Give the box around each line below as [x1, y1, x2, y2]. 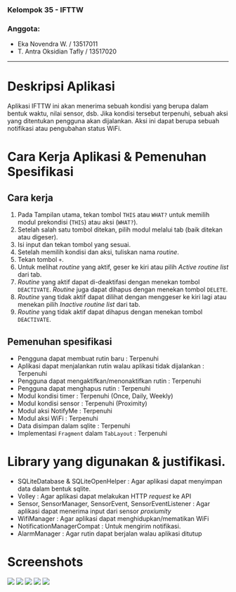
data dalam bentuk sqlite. [17, 484, 91, 493]
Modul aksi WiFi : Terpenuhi [17, 414, 98, 422]
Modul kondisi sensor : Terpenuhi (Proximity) [17, 399, 147, 408]
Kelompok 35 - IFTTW [7, 5, 84, 15]
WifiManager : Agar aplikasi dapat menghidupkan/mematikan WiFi [17, 514, 209, 522]
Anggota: [7, 23, 41, 33]
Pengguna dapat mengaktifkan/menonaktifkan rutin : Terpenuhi [17, 377, 202, 385]
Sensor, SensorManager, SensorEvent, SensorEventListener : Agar [17, 499, 211, 508]
